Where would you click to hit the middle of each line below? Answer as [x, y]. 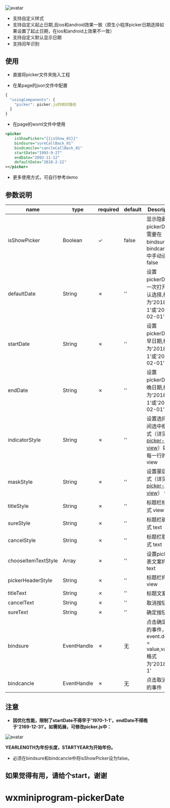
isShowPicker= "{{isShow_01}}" [46, 139]
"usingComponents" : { [33, 100]
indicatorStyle [25, 440]
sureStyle [19, 523]
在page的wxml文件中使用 [39, 124]
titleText [17, 593]
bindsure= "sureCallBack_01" [44, 143]
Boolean [72, 240]
